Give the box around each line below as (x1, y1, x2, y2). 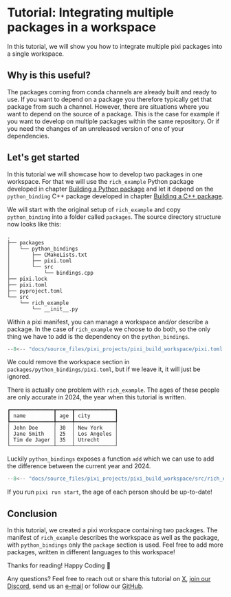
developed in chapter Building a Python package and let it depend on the (7, 185, 214, 193)
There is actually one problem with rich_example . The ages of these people (7, 386, 220, 394)
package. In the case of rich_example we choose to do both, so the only (7, 325, 211, 333)
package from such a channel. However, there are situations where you (7, 102, 210, 111)
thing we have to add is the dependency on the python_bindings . (7, 332, 190, 340)
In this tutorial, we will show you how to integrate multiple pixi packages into (7, 42, 223, 50)
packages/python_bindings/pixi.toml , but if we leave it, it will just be (7, 365, 201, 373)
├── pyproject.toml (7, 287, 63, 294)
